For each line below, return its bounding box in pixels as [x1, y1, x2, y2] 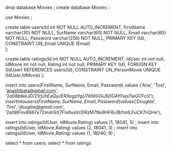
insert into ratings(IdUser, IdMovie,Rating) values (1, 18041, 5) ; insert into [5, 119, 159, 125]
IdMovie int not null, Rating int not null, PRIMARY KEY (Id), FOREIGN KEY [5, 61, 157, 67]
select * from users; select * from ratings [5, 140, 91, 146]
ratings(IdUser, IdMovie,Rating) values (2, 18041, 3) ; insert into [5, 125, 138, 131]
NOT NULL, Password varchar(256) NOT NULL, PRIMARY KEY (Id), [5, 35, 146, 41]
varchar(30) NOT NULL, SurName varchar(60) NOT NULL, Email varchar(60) [5, 30, 166, 35]
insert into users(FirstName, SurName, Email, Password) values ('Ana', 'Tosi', [5, 82, 166, 88]
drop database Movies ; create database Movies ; [5, 5, 110, 10]
